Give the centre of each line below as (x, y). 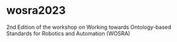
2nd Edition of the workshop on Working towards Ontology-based (89, 27)
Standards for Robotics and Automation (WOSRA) (68, 33)
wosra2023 (36, 10)
